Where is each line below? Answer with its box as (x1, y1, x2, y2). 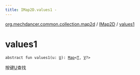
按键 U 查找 (5, 64, 26, 70)
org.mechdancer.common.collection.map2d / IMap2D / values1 (5, 21, 135, 27)
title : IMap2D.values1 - (5, 7, 57, 12)
